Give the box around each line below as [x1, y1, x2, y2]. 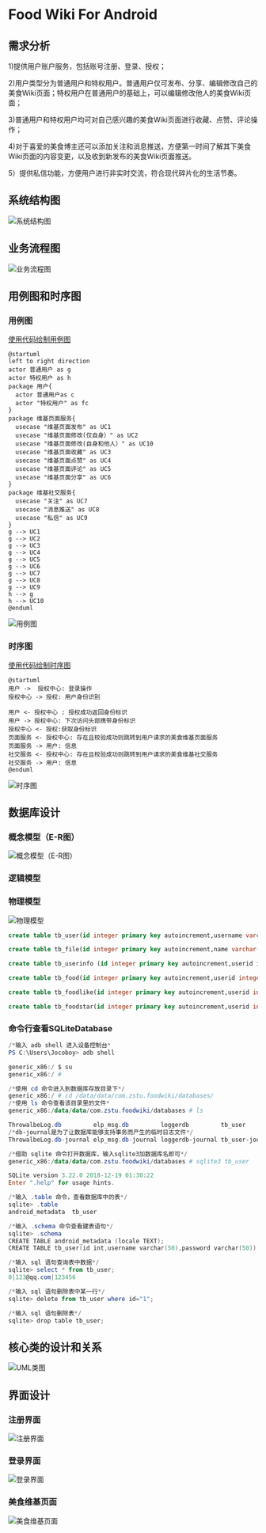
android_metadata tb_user [8, 1208, 97, 1216]
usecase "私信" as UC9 [15, 514, 88, 522]
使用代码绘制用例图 [8, 335, 71, 344]
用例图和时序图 [8, 290, 82, 303]
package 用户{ [8, 382, 53, 391]
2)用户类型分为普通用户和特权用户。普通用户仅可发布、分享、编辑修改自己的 [8, 78, 258, 88]
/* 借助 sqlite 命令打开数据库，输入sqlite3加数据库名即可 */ [8, 1150, 188, 1158]
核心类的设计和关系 [8, 1340, 102, 1354]
